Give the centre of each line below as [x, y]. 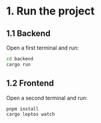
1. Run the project [50, 11]
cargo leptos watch [31, 115]
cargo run [19, 65]
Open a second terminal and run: [47, 98]
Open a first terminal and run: [43, 48]
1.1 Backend [29, 33]
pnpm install [23, 109]
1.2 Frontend [30, 84]
